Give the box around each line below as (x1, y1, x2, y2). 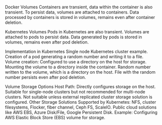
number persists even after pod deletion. (5, 75, 86, 80)
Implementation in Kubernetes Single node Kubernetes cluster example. (5, 48, 148, 54)
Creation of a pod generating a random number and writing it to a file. (5, 54, 144, 60)
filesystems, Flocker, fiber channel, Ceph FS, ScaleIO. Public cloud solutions (5, 104, 157, 110)
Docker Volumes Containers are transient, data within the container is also (5, 4, 153, 10)
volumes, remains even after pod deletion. (5, 39, 89, 45)
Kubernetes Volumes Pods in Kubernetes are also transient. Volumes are (5, 29, 149, 34)
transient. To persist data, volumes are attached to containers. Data (5, 9, 139, 15)
